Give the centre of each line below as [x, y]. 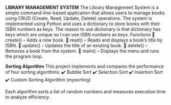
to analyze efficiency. [28, 97]
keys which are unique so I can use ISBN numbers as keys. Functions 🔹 [80, 35]
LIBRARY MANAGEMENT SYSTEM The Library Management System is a [82, 7]
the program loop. [24, 56]
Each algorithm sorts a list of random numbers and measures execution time [86, 91]
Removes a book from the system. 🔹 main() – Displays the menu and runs [82, 51]
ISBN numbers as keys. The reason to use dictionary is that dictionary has [83, 29]
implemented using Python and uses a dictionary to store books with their [83, 24]
